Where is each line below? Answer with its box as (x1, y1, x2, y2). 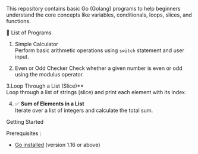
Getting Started (6, 118, 44, 125)
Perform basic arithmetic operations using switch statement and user (14, 47, 184, 54)
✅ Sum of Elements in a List (14, 100, 84, 107)
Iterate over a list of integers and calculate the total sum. (14, 107, 153, 114)
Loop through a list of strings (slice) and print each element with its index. (6, 89, 187, 95)
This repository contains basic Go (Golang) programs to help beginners (6, 5, 181, 12)
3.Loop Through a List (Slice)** (6, 82, 84, 89)
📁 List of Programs (6, 29, 52, 36)
